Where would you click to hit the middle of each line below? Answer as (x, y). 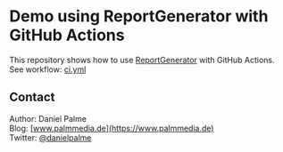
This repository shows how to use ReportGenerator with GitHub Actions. (142, 60)
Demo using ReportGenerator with (139, 16)
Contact (32, 97)
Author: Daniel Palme (48, 118)
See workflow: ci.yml (48, 69)
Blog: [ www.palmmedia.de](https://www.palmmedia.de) (112, 128)
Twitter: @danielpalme (50, 137)
